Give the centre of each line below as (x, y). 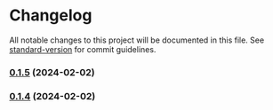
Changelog (51, 16)
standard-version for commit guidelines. (83, 49)
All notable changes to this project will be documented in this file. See (137, 40)
